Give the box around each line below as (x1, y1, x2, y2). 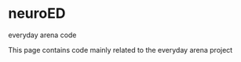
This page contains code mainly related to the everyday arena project (8, 45, 233, 54)
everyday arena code (8, 30, 77, 40)
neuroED (8, 5, 66, 22)
